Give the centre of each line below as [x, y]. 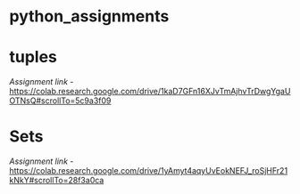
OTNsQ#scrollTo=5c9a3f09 [60, 101]
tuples [33, 57]
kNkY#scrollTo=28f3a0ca [57, 181]
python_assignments [89, 16]
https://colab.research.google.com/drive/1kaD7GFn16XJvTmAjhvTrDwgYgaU [150, 92]
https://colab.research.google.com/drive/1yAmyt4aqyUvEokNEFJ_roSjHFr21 [149, 171]
